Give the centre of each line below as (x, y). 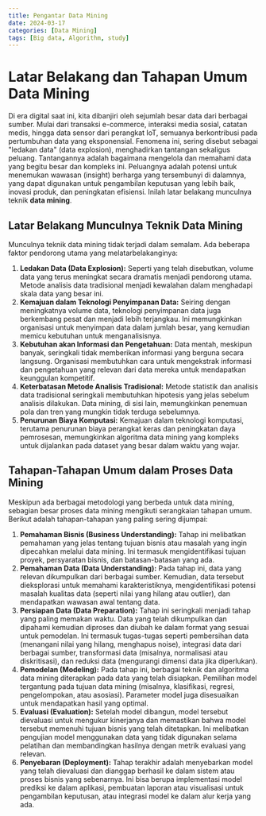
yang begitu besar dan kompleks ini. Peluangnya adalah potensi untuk (123, 167)
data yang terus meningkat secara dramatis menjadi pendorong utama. (136, 277)
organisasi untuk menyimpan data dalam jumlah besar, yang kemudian (135, 327)
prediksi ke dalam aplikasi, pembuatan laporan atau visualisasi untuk (132, 787)
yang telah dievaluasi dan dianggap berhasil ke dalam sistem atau (127, 771)
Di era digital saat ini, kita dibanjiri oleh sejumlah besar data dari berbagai (128, 116)
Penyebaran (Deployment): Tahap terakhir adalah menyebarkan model (136, 762)
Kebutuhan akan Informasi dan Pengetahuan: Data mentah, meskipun (136, 344)
